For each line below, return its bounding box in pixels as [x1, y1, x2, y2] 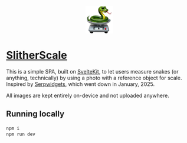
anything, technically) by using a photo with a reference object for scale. [6, 74, 182, 81]
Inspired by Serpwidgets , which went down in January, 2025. [6, 80, 155, 88]
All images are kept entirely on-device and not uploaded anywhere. [6, 92, 170, 99]
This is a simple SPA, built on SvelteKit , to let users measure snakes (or [6, 68, 179, 75]
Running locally [6, 109, 65, 119]
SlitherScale [6, 49, 67, 62]
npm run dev [6, 131, 35, 137]
